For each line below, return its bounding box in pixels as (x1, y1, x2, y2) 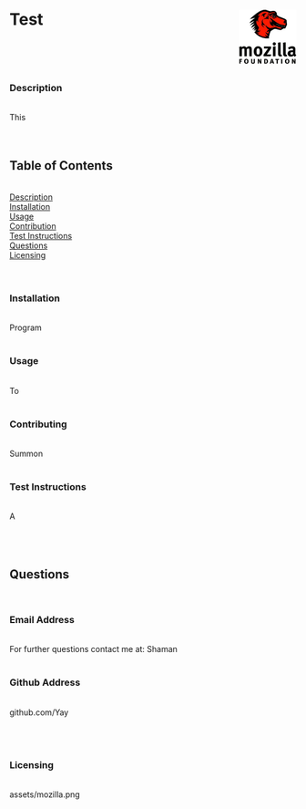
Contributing (9, 418, 67, 430)
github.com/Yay (9, 707, 69, 718)
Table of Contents (9, 158, 114, 173)
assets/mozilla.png (9, 789, 80, 800)
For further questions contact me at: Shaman (9, 644, 178, 655)
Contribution (9, 221, 56, 232)
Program (9, 322, 43, 333)
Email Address (9, 613, 75, 626)
